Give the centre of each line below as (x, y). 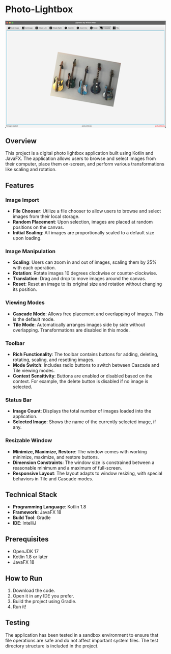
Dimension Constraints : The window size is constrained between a (83, 462)
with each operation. (34, 268)
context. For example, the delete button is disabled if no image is (80, 381)
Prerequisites (27, 539)
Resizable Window (29, 441)
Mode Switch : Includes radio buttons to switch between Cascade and (86, 365)
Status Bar (19, 400)
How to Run (24, 578)
